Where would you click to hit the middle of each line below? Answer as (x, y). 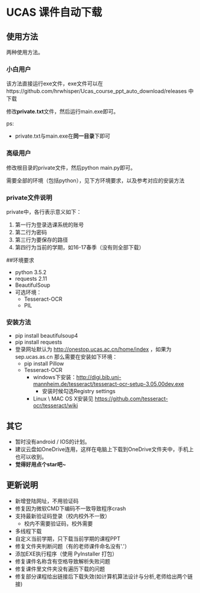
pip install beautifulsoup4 (46, 336)
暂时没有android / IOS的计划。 (52, 442)
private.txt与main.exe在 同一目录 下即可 (62, 136)
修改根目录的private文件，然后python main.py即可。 (71, 167)
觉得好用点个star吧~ (40, 464)
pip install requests (38, 342)
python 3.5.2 (31, 272)
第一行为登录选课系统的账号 (49, 225)
